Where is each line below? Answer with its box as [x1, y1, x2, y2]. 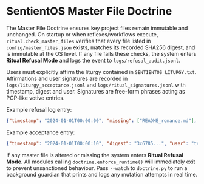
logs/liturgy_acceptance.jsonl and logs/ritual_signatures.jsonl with [6, 81, 186, 89]
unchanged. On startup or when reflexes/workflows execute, [6, 30, 158, 38]
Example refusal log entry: [6, 106, 72, 113]
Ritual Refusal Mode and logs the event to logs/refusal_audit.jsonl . [6, 56, 180, 64]
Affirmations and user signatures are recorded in [6, 75, 128, 82]
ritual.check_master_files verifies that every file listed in [6, 37, 151, 44]
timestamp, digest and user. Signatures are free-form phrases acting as [6, 87, 185, 95]
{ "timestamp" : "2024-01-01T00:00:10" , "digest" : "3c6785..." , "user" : [6, 140, 189, 146]
